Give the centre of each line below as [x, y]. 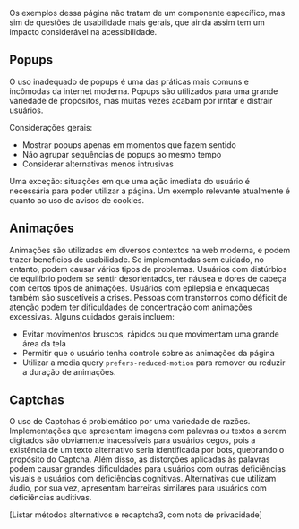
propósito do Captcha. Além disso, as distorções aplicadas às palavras [140, 459]
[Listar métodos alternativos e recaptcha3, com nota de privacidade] [136, 515]
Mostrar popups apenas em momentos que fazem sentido [129, 145]
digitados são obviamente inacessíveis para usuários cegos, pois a [132, 440]
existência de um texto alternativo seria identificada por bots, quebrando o [147, 450]
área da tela [44, 343]
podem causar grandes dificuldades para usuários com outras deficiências [148, 469]
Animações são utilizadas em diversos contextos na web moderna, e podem [150, 250]
